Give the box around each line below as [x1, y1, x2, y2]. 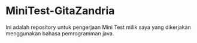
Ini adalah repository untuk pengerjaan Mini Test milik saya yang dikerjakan [5, 24, 191, 31]
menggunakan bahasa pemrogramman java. [5, 29, 114, 37]
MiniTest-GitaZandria [5, 4, 115, 18]
